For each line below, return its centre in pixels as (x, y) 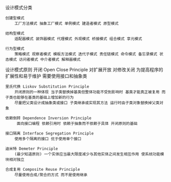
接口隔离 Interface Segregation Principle (50, 134)
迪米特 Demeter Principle (32, 149)
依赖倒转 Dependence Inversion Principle (48, 118)
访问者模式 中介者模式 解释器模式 (50, 60)
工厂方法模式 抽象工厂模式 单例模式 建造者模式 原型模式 (67, 23)
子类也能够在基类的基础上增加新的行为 (40, 97)
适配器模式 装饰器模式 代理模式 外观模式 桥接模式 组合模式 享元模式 (78, 39)
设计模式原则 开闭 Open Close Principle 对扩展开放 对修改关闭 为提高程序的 (84, 70)
